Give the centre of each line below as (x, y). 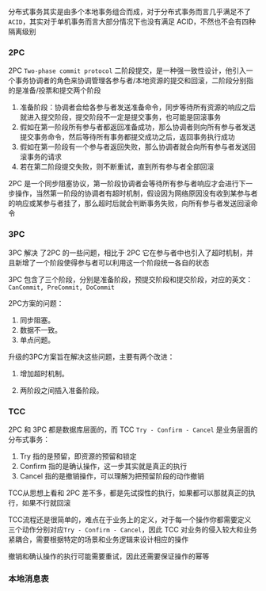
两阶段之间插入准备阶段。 (61, 390)
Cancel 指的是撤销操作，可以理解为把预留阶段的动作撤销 (112, 476)
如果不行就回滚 (46, 502)
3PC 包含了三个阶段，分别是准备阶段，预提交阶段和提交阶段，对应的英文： (131, 279)
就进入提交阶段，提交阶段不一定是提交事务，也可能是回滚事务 (120, 117)
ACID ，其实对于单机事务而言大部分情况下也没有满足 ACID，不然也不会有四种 (132, 21)
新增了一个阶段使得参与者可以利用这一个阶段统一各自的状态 (112, 262)
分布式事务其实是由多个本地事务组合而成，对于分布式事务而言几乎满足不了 (129, 11)
